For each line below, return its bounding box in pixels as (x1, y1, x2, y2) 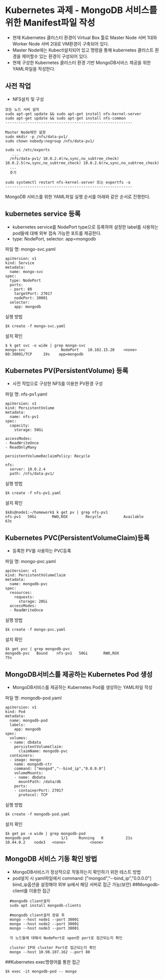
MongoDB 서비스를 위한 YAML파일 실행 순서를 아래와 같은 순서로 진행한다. (5, 193, 151, 199)
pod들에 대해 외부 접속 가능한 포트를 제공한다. (12, 230, 102, 236)
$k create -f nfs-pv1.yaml (5, 490, 61, 495)
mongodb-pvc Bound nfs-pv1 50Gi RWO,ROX (5, 651, 120, 656)
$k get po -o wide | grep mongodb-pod (5, 831, 86, 836)
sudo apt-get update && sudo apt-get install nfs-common (5, 115, 126, 120)
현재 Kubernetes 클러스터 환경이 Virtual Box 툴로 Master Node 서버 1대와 (12, 34, 157, 40)
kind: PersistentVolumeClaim (5, 573, 66, 578)
